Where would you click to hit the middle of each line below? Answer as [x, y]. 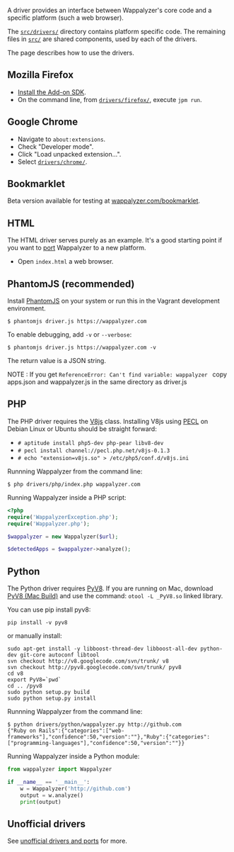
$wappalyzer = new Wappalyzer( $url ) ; [63, 537]
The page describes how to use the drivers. [71, 53]
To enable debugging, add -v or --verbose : [70, 335]
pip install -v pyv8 [38, 623]
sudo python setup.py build [49, 693]
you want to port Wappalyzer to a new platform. [77, 248]
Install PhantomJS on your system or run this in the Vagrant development [114, 301]
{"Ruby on [22, 731]
